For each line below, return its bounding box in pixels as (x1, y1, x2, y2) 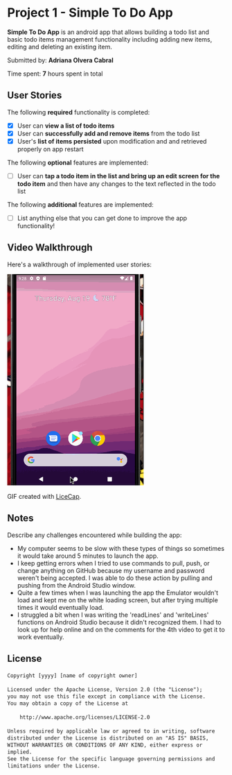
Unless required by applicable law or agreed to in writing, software (7, 727, 215, 735)
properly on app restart (17, 144, 84, 153)
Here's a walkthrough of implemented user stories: (7, 260, 152, 269)
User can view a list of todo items (17, 121, 115, 130)
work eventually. (17, 633, 64, 641)
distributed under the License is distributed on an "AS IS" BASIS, (7, 734, 209, 742)
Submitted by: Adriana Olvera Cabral (7, 56, 114, 64)
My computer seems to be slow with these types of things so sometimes (17, 544, 225, 552)
